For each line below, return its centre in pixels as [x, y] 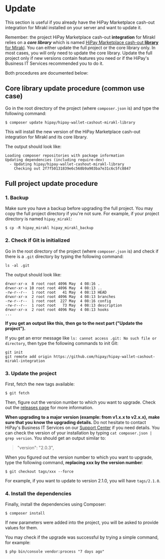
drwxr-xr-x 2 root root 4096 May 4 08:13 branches [60, 297]
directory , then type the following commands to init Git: [62, 343]
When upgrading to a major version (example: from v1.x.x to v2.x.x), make [82, 417]
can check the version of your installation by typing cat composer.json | [79, 433]
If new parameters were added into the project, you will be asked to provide [82, 522]
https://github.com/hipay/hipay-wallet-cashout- [104, 356]
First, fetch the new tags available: [40, 384]
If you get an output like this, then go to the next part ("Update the [74, 323]
